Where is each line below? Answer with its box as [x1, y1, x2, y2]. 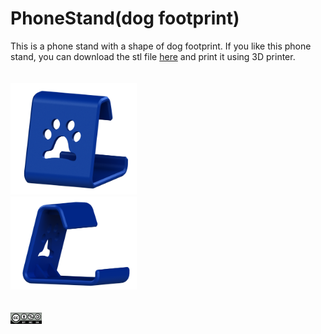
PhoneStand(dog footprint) [10, 7, 240, 30]
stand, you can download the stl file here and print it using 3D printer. [10, 50, 296, 62]
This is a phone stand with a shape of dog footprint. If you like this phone [10, 40, 312, 52]
